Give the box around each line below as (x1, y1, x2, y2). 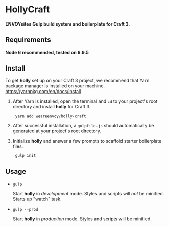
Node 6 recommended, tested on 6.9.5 (5, 49, 89, 55)
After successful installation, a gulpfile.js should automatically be (12, 123, 154, 129)
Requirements (5, 36, 51, 44)
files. (12, 143, 23, 149)
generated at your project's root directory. (12, 128, 101, 134)
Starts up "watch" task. (12, 196, 62, 202)
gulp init (15, 153, 36, 158)
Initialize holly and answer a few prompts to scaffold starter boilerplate (12, 138, 162, 144)
